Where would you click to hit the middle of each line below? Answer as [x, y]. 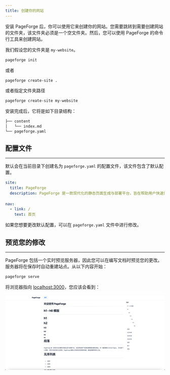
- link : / [20, 209]
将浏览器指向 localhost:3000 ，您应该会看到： [53, 287]
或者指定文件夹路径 [25, 90]
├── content [18, 121]
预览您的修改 [25, 242]
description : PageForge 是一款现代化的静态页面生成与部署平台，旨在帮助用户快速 [87, 193]
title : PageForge [28, 188]
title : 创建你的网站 [25, 11]
